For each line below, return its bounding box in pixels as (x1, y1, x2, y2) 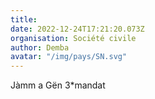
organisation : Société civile (10, 33, 137, 43)
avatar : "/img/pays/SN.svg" (10, 52, 128, 62)
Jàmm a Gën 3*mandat (10, 79, 106, 91)
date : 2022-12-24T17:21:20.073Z (10, 24, 145, 34)
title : (10, 14, 38, 25)
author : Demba (10, 42, 70, 53)
